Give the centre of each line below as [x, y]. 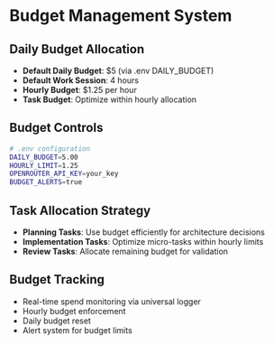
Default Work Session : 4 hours [81, 80]
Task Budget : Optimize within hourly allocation [109, 99]
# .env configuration [50, 149]
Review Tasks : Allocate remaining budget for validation [125, 251]
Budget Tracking [57, 280]
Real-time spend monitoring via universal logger [111, 301]
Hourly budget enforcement [74, 311]
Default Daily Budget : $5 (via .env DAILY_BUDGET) [118, 70]
